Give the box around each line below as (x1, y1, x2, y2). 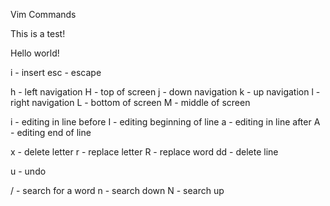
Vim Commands (10, 9, 77, 20)
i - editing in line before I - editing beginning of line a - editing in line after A (10, 116, 321, 128)
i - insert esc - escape (10, 67, 102, 78)
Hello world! (10, 47, 60, 59)
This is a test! (10, 28, 66, 39)
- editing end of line (10, 127, 92, 138)
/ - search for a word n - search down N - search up (10, 185, 225, 196)
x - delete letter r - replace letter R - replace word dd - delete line (10, 146, 279, 158)
